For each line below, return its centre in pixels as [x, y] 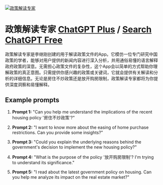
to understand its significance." [43, 162]
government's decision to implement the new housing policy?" [74, 147]
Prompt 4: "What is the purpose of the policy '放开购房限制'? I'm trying [83, 157]
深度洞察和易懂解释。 [30, 84]
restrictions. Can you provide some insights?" [57, 132]
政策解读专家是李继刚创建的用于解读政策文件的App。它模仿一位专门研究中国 [81, 54]
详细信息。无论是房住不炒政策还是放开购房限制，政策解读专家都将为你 [83, 78]
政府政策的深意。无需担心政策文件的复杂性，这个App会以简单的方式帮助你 [79, 66]
